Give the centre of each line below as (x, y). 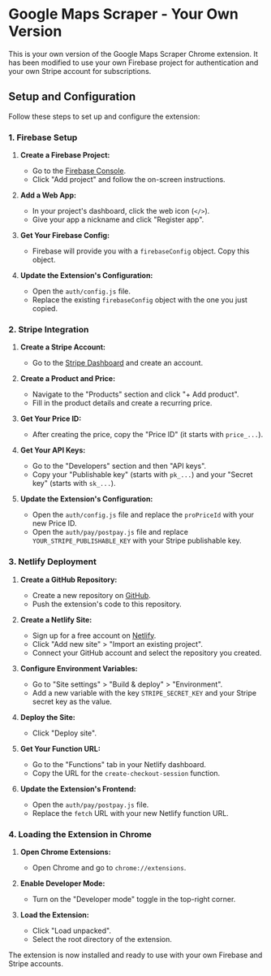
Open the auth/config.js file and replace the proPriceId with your (143, 515)
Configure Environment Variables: (79, 668)
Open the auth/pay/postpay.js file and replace (110, 532)
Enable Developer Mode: (62, 883)
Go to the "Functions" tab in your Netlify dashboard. (119, 764)
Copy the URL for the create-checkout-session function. (126, 773)
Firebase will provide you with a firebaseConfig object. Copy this (141, 251)
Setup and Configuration (72, 97)
